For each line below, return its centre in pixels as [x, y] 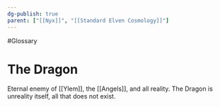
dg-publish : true [33, 14]
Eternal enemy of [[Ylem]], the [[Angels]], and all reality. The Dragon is [110, 89]
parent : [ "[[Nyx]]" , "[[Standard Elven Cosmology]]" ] [88, 21]
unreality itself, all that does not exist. [62, 96]
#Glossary [22, 40]
